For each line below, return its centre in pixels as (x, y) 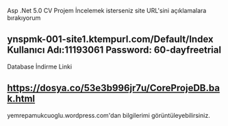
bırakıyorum (24, 18)
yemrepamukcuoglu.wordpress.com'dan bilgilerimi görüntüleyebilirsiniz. (109, 115)
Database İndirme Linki (40, 66)
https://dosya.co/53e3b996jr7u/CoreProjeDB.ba (114, 88)
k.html (21, 99)
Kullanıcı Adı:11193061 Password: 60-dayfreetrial (114, 50)
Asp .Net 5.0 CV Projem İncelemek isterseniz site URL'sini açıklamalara (107, 11)
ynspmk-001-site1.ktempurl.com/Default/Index (110, 39)
